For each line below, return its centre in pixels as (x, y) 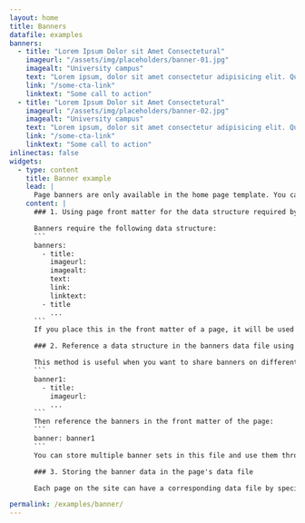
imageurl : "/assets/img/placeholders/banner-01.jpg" (128, 60)
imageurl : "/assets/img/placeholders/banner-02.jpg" (128, 111)
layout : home (34, 18)
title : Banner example (69, 178)
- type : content (48, 170)
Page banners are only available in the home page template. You (159, 195)
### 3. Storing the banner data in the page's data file (143, 472)
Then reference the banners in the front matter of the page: (153, 422)
